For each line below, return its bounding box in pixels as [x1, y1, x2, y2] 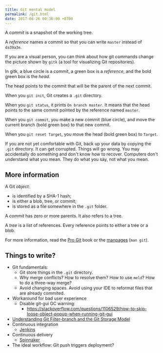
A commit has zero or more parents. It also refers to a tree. [5, 213, 123, 219]
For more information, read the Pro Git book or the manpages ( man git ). [5, 237, 149, 243]
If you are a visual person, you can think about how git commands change [5, 54, 154, 60]
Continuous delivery [12, 332, 53, 337]
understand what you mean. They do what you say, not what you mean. [5, 156, 149, 162]
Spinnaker [19, 337, 40, 343]
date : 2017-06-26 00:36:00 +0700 [5, 16, 73, 21]
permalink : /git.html [5, 12, 49, 17]
